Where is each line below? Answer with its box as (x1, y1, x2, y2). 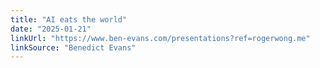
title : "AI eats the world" (10, 14, 128, 25)
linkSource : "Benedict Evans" (10, 42, 137, 53)
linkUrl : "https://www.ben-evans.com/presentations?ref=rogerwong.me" (10, 33, 311, 43)
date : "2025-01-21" (10, 24, 92, 34)
